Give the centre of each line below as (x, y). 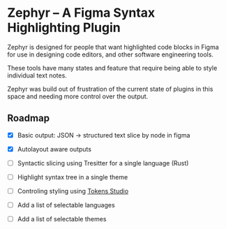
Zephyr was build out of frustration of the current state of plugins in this (110, 89)
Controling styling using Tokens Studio (73, 191)
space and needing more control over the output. (78, 96)
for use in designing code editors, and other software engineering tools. (111, 54)
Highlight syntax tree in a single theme (73, 177)
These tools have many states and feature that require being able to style (112, 68)
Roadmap (29, 118)
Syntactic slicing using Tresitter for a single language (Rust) (103, 163)
